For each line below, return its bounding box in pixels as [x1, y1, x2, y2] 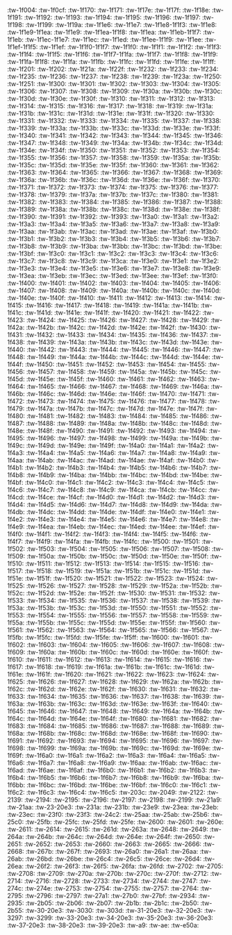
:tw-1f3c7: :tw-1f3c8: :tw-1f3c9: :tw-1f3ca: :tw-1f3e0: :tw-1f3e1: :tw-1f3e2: [7, 257, 219, 265]
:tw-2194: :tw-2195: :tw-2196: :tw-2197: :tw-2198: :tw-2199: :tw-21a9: [24, 795, 222, 804]
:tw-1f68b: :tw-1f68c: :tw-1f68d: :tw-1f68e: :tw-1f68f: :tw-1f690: [26, 729, 210, 737]
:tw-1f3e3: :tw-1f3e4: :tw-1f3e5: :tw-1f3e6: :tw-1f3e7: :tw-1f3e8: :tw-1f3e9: [7, 264, 222, 272]
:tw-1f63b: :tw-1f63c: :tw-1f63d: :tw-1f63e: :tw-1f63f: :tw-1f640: [26, 700, 210, 708]
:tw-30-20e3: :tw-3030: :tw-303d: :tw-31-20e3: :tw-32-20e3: [25, 907, 203, 914]
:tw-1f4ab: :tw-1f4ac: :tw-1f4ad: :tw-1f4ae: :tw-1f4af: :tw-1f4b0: [25, 456, 206, 464]
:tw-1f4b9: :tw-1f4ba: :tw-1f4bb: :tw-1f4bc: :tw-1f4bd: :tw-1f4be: [26, 471, 210, 479]
